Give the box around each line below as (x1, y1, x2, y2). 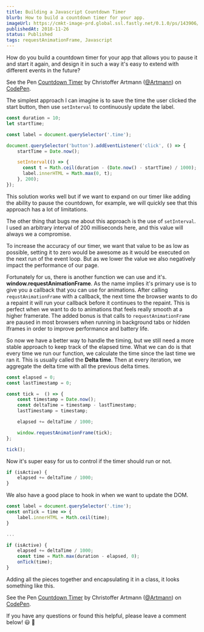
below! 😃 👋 (6, 618, 35, 626)
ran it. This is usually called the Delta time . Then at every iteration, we (6, 356, 182, 363)
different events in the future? (6, 67, 81, 74)
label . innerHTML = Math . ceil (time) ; (17, 514, 110, 520)
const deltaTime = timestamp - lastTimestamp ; (17, 402, 137, 408)
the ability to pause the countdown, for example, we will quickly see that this (6, 199, 197, 207)
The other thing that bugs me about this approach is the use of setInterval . (6, 217, 196, 225)
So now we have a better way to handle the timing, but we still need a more (6, 337, 194, 344)
